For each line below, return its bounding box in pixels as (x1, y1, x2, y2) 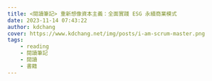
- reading (20, 43, 50, 50)
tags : (7, 37, 23, 44)
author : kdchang (7, 23, 55, 30)
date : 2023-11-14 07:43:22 (7, 17, 88, 24)
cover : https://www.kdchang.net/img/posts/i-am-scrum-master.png (7, 30, 205, 37)
